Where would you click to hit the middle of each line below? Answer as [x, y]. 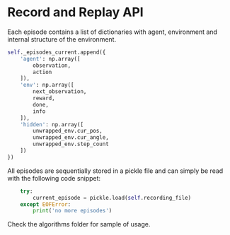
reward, [44, 98]
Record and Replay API [75, 12]
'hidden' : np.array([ [52, 124]
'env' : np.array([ [47, 85]
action [42, 72]
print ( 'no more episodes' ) [73, 211]
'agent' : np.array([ [50, 59]
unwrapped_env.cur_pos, [68, 131]
